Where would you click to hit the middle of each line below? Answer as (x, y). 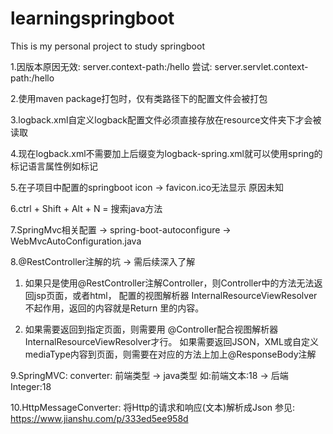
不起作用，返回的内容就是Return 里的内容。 (114, 308)
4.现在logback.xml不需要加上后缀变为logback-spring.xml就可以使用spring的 (166, 153)
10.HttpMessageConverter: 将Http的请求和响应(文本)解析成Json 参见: (153, 407)
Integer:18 (31, 386)
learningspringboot (92, 18)
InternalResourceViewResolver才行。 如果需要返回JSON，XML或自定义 (171, 341)
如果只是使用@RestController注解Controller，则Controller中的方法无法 (169, 283)
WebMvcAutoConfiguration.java (76, 241)
